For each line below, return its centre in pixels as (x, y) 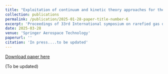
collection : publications (32, 14)
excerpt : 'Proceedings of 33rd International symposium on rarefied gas (82, 24)
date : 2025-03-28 (23, 28)
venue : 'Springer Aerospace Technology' (48, 33)
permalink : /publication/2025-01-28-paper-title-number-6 (67, 19)
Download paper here (27, 56)
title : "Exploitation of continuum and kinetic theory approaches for (80, 10)
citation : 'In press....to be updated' (47, 42)
